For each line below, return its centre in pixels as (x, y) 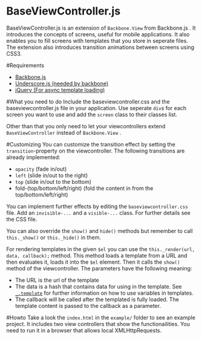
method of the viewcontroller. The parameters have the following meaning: (99, 268)
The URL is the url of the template (57, 280)
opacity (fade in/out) (41, 169)
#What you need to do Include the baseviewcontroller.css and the (88, 102)
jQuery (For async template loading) (60, 90)
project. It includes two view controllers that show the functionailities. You (98, 324)
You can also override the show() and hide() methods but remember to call (99, 230)
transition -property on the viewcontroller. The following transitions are (96, 151)
